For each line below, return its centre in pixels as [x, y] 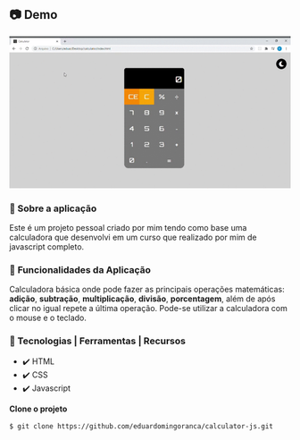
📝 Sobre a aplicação [53, 208]
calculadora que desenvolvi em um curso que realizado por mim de [133, 237]
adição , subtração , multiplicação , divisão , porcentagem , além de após [142, 299]
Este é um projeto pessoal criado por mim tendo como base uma [128, 228]
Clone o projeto [38, 409]
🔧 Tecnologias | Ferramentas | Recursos [97, 341]
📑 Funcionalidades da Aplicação [80, 270]
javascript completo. [47, 247]
